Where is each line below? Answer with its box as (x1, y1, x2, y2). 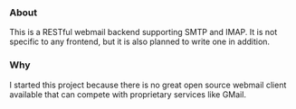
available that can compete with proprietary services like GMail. (9, 88, 247, 100)
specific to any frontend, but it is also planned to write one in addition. (9, 36, 270, 47)
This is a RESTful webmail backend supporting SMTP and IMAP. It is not (9, 27, 278, 38)
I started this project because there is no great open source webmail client (9, 79, 287, 90)
